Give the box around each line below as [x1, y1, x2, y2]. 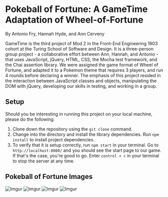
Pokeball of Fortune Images [5, 172, 93, 181]
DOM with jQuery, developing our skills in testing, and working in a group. [5, 83, 157, 89]
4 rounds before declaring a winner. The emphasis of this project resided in [5, 72, 161, 78]
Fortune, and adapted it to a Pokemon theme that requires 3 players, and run [5, 67, 163, 73]
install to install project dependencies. [12, 136, 95, 142]
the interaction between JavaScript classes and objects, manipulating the [5, 78, 157, 84]
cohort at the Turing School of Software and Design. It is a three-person [5, 46, 154, 52]
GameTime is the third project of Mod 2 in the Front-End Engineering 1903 [5, 40, 158, 46]
